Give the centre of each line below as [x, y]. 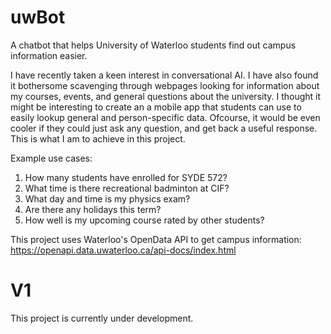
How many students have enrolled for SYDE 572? [126, 177]
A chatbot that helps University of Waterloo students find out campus [153, 45]
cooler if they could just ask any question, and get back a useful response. [164, 128]
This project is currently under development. [102, 318]
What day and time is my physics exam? [107, 198]
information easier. [49, 55]
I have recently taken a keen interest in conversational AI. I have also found [164, 75]
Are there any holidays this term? [93, 209]
